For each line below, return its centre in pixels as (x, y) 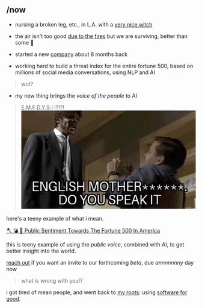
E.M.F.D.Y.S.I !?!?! (42, 107)
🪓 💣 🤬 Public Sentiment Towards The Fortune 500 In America (83, 230)
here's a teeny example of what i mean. (55, 218)
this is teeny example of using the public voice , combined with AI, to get (95, 244)
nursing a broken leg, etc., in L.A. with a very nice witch (84, 24)
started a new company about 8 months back (71, 54)
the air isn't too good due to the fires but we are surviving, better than (101, 36)
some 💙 (24, 42)
